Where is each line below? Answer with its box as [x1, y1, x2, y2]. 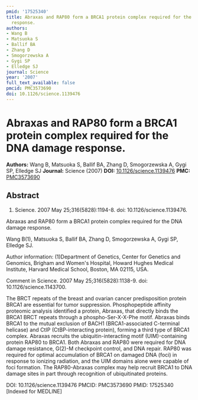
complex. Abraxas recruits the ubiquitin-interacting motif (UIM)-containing [6, 332, 187, 339]
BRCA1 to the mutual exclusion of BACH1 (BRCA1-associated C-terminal [6, 320, 180, 327]
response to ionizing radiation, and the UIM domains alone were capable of [6, 358, 189, 365]
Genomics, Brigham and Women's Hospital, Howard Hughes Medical [6, 259, 174, 266]
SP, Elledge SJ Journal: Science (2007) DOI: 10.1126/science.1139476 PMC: [6, 167, 190, 174]
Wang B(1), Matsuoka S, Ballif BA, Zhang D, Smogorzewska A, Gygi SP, [6, 235, 178, 242]
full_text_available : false [6, 80, 76, 86]
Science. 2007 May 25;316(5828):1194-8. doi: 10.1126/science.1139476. [14, 206, 187, 213]
